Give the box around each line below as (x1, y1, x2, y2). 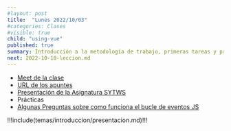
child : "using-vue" (7, 36, 63, 43)
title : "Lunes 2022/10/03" (7, 16, 88, 23)
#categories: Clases (7, 23, 67, 29)
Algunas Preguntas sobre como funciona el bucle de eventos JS (16, 102, 199, 110)
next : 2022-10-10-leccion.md (7, 55, 91, 62)
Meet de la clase (16, 73, 64, 82)
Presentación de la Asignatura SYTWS (16, 88, 126, 96)
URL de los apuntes (16, 80, 73, 89)
